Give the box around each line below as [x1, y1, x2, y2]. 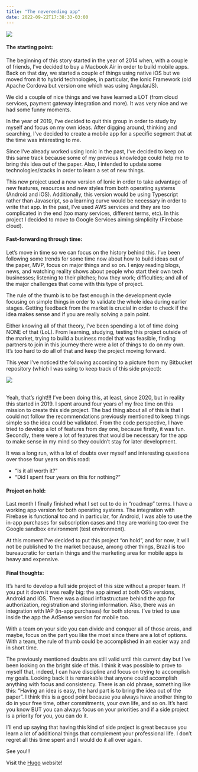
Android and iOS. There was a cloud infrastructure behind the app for [6, 595, 176, 602]
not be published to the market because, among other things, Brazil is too [6, 543, 185, 551]
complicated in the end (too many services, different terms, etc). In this [6, 210, 179, 217]
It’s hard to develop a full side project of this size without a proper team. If [6, 583, 186, 590]
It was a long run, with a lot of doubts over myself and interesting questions [6, 449, 190, 456]
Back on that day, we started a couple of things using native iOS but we [6, 69, 180, 76]
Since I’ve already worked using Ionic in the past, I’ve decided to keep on [6, 147, 184, 155]
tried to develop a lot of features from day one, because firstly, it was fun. [6, 425, 186, 432]
